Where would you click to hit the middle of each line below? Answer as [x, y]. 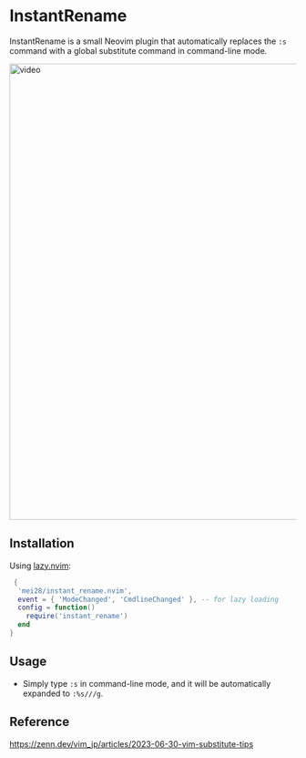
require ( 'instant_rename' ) [77, 617]
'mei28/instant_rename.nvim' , [75, 591]
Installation [42, 544]
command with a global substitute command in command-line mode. [138, 50]
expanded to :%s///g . [63, 693]
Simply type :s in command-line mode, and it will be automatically [147, 683]
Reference [40, 722]
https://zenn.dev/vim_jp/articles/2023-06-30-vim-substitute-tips [132, 743]
